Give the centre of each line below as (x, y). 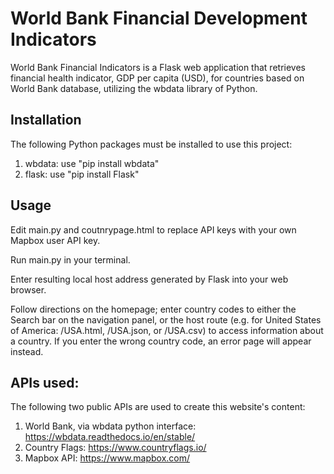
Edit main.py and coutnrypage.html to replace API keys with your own (153, 229)
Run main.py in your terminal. (70, 259)
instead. (27, 351)
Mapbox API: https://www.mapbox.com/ (107, 458)
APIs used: (45, 382)
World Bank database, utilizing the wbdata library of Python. (134, 88)
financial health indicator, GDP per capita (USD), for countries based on (157, 78)
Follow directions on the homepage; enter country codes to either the (153, 309)
